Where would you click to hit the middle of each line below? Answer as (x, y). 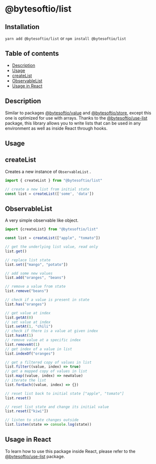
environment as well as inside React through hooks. (56, 128)
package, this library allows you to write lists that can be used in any (73, 123)
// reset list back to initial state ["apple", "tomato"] (64, 393)
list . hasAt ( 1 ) (19, 336)
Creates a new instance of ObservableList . (48, 171)
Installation (22, 27)
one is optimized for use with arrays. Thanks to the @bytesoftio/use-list (76, 118)
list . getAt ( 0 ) (19, 317)
